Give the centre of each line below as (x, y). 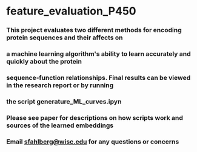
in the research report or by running (60, 85)
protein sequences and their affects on (65, 38)
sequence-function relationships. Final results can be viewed (98, 78)
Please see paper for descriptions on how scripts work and (95, 117)
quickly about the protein (44, 62)
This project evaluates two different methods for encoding (94, 30)
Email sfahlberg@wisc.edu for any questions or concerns (93, 142)
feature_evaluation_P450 (71, 11)
